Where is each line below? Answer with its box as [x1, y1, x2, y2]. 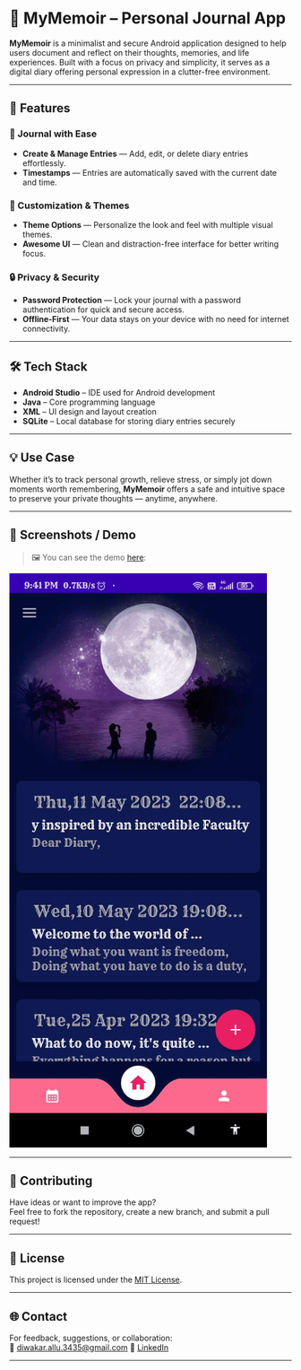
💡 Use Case [9, 450, 75, 466]
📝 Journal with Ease [9, 127, 97, 140]
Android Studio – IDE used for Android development [21, 388, 216, 398]
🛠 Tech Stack [9, 359, 88, 374]
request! [9, 1216, 40, 1227]
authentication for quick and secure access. [21, 304, 185, 315]
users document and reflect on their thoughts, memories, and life [9, 47, 250, 57]
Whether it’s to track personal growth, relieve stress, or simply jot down [9, 474, 272, 484]
